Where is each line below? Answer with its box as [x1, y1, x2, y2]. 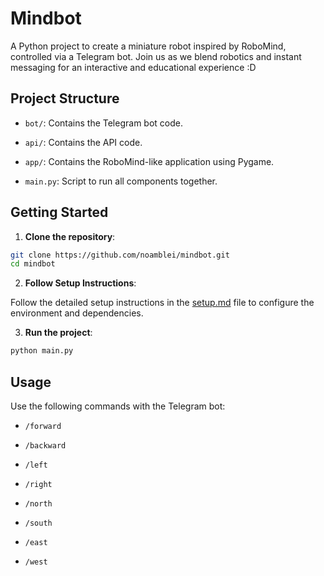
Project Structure [10, 90, 120, 107]
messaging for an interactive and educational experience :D [10, 61, 257, 73]
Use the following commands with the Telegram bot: [10, 400, 226, 412]
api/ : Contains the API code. [24, 136, 143, 148]
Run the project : [24, 327, 93, 339]
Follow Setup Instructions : [24, 277, 137, 289]
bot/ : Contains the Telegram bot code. [24, 117, 183, 129]
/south [24, 518, 53, 528]
